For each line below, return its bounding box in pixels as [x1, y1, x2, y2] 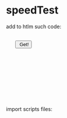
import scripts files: [6, 105, 52, 112]
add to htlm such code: [6, 23, 62, 30]
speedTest [6, 4, 59, 17]
